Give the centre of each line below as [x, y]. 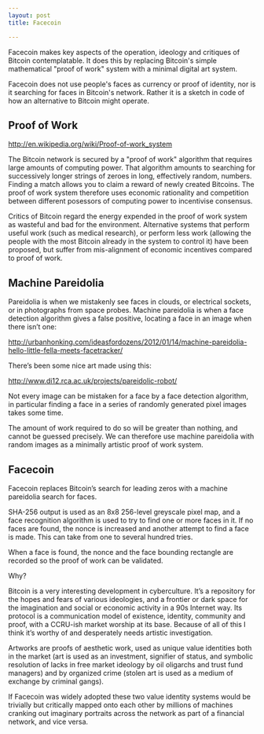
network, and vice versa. [48, 721]
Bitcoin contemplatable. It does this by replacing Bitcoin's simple [113, 61]
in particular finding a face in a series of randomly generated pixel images [128, 405]
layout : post [29, 15]
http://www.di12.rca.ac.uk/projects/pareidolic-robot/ [93, 381]
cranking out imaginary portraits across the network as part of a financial [126, 713]
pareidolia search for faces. [53, 497]
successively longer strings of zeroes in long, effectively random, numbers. [130, 176]
